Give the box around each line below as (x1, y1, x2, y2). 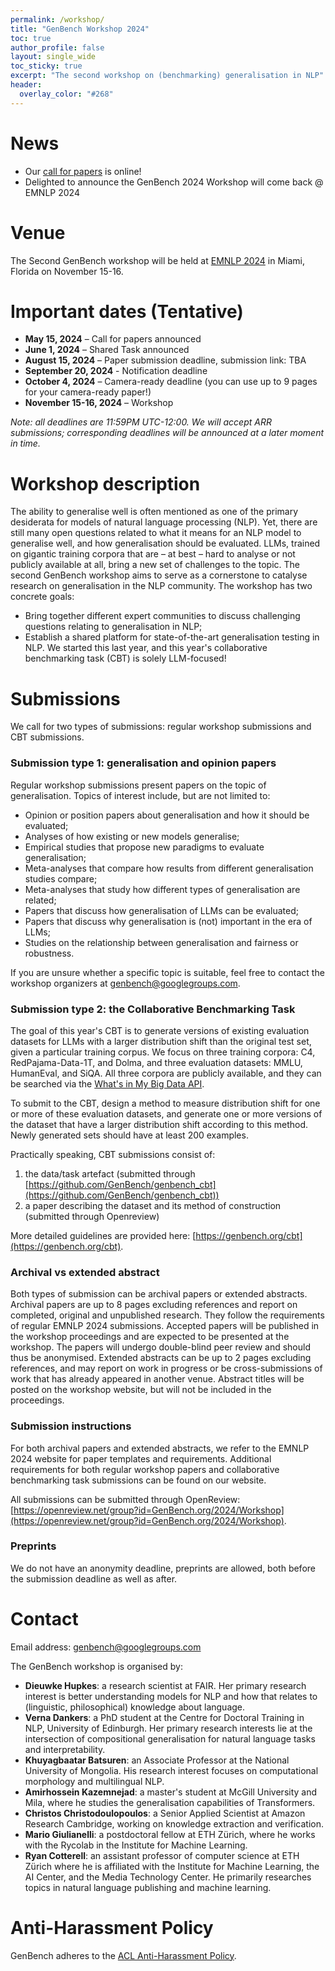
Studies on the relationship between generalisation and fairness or (24, 936, 299, 948)
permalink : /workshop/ (10, 14, 105, 25)
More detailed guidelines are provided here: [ (10, 1229, 197, 1241)
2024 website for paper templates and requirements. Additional (10, 1452, 272, 1465)
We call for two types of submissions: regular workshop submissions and (10, 721, 312, 733)
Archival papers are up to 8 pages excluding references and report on (10, 1299, 298, 1311)
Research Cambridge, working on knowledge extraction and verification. (24, 1817, 324, 1830)
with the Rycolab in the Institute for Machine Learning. (24, 1839, 248, 1851)
